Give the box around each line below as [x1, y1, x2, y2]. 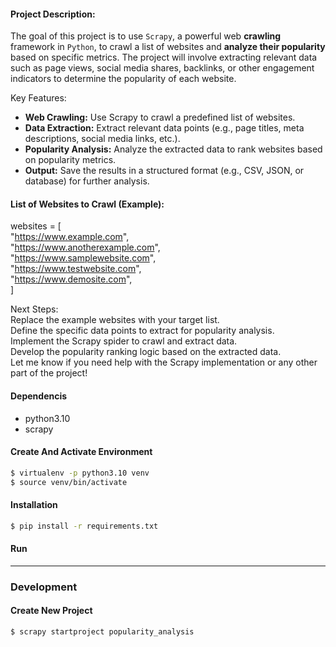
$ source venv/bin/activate [10, 477, 128, 487]
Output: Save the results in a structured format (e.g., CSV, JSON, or [24, 165, 305, 177]
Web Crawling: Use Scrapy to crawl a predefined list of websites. [24, 111, 296, 124]
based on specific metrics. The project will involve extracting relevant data [10, 51, 318, 64]
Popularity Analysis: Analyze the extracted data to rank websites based [24, 143, 323, 155]
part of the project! [10, 367, 88, 379]
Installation [10, 499, 58, 511]
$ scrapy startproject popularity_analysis [10, 626, 195, 637]
